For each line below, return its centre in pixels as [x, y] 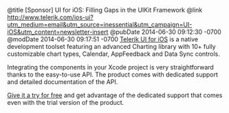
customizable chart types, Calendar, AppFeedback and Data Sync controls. [113, 54]
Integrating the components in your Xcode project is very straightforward [111, 67]
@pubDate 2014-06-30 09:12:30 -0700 [165, 32]
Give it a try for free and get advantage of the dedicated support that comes [115, 95]
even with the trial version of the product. [66, 102]
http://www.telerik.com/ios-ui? [51, 17]
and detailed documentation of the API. [63, 82]
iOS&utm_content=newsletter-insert [58, 32]
